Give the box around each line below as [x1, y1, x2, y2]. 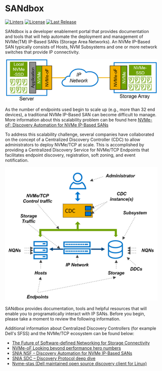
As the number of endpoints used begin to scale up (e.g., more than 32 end [5, 106, 155, 112]
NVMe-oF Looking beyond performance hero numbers [12, 345, 121, 351]
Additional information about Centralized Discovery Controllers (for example [5, 325, 156, 331]
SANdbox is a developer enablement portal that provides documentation [5, 28, 149, 34]
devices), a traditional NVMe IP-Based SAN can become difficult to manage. [5, 112, 157, 118]
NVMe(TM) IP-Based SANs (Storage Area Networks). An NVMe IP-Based [5, 38, 150, 44]
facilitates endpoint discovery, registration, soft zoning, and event [5, 152, 135, 158]
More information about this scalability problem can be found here [5, 117, 137, 123]
